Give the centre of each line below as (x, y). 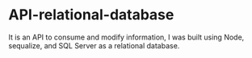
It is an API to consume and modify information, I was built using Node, (126, 37)
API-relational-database (91, 15)
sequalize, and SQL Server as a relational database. (94, 45)
